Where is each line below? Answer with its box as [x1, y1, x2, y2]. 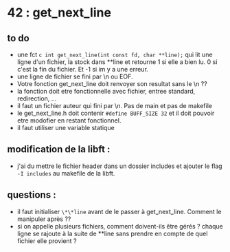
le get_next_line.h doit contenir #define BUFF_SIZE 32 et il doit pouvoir [16, 109, 215, 117]
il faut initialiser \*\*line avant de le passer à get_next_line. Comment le [16, 207, 222, 216]
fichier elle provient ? [16, 236, 77, 245]
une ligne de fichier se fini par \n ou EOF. [16, 72, 133, 81]
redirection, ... [16, 94, 57, 103]
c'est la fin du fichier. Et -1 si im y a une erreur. [16, 65, 149, 73]
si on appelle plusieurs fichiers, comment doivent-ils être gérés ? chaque [16, 222, 223, 230]
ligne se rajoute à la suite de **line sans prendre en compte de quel [16, 229, 208, 238]
